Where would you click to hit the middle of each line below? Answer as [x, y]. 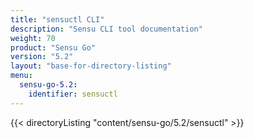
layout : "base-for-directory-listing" [91, 66]
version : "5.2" [42, 57]
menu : [21, 76]
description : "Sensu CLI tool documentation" [106, 29]
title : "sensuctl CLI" [57, 19]
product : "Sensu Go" [53, 47]
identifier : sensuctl [73, 94]
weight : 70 [33, 38]
